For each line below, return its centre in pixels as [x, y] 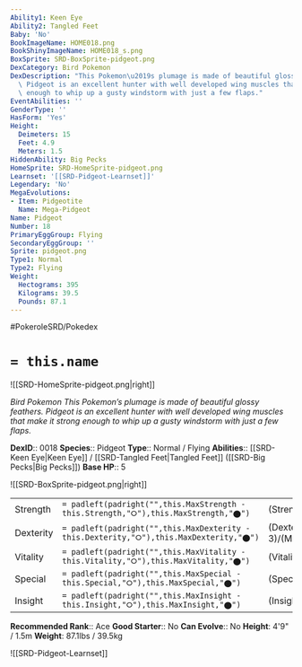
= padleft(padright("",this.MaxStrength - [154, 505]
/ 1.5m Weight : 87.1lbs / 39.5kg [67, 636]
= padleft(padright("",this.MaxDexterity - [156, 528]
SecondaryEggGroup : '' [52, 243]
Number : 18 [30, 226]
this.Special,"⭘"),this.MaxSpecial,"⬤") [151, 583]
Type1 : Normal [37, 260]
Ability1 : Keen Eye [47, 18]
